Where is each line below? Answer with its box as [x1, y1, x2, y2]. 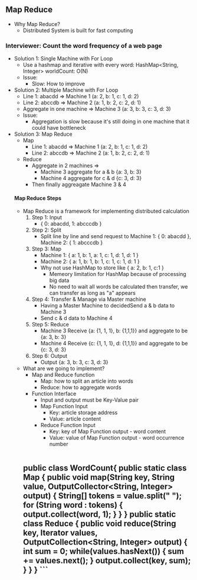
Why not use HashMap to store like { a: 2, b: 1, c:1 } [40, 264, 165, 271]
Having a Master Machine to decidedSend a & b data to [40, 302, 175, 309]
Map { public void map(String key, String [22, 472, 175, 482]
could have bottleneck [31, 124, 86, 132]
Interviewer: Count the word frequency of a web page [5, 41, 163, 50]
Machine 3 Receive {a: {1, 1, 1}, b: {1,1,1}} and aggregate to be [40, 327, 188, 334]
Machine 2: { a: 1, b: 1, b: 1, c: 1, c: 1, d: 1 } [40, 258, 140, 265]
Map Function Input [40, 403, 88, 410]
